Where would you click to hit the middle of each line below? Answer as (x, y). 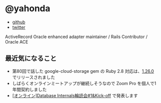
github (19, 22)
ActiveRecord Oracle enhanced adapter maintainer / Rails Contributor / (76, 37)
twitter (19, 27)
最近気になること (31, 58)
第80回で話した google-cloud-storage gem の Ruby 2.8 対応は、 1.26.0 (83, 71)
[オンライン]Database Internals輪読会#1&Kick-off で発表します (75, 95)
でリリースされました (34, 77)
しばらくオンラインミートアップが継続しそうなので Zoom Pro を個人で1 (84, 83)
